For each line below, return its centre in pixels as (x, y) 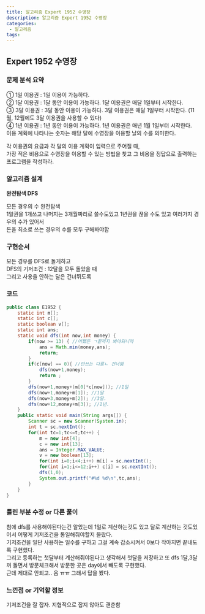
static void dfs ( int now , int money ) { (67, 336)
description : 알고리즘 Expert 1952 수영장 (57, 18)
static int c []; (38, 319)
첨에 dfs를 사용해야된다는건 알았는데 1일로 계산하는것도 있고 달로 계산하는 (94, 527)
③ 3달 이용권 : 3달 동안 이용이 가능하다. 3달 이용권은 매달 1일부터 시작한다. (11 (100, 110)
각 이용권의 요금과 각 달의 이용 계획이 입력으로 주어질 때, (73, 146)
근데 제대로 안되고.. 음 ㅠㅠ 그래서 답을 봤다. (58, 573)
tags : (13, 35)
